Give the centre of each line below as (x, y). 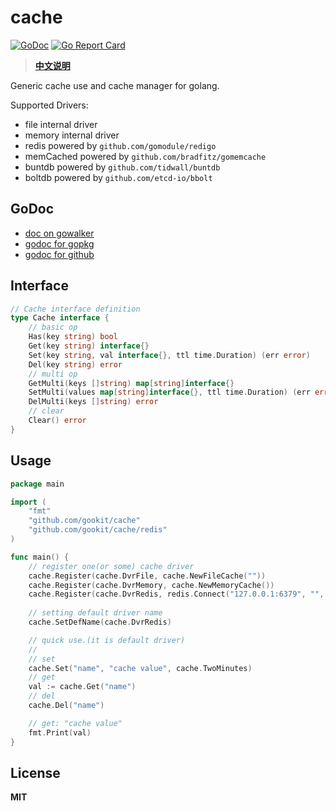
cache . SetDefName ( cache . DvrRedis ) (100, 622)
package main (37, 484)
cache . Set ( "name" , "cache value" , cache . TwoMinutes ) (140, 668)
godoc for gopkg (59, 243)
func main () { (40, 557)
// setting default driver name (95, 613)
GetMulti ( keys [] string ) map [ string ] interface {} (131, 383)
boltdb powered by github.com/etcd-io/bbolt (118, 177)
